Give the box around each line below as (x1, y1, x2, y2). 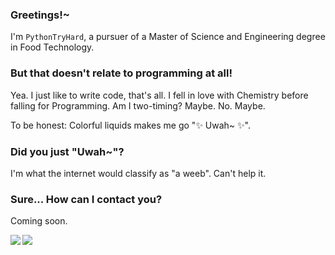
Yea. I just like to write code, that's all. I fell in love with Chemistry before (10, 89, 309, 101)
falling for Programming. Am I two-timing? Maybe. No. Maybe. (10, 99, 266, 112)
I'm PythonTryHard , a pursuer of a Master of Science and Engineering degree (10, 31, 326, 43)
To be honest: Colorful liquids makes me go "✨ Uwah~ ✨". (10, 119, 251, 131)
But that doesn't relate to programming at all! (10, 66, 233, 80)
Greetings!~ (10, 8, 70, 22)
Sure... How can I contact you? (10, 192, 163, 206)
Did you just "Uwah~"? (10, 144, 125, 158)
